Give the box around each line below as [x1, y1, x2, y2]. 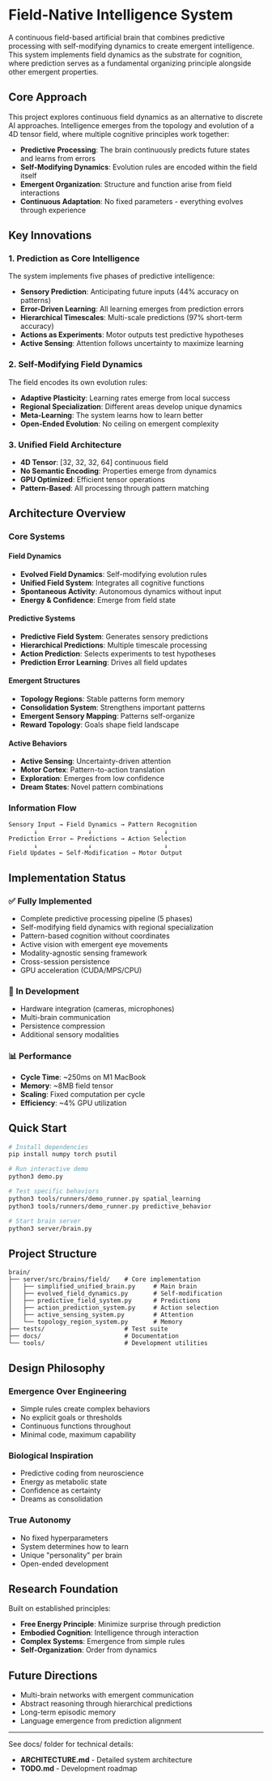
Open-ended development [19, 1558, 109, 1569]
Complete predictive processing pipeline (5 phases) [19, 914, 193, 924]
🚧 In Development [8, 986, 79, 997]
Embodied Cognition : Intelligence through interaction [19, 1628, 199, 1638]
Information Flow [8, 802, 77, 814]
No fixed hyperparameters [19, 1533, 108, 1543]
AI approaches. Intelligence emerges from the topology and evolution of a [8, 120, 255, 130]
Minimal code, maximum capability [19, 1429, 136, 1439]
